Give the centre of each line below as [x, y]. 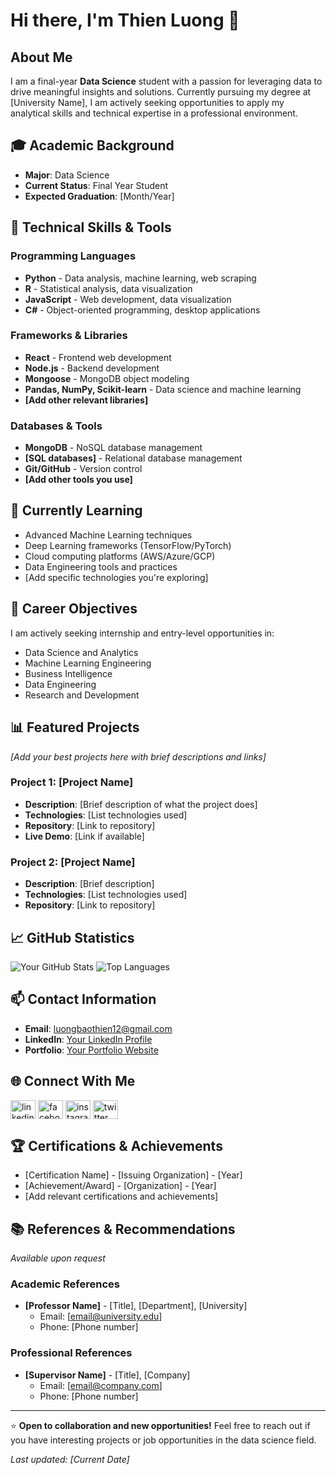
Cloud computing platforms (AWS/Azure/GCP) [120, 556]
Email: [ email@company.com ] [101, 1385]
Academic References [65, 1284]
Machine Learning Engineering [88, 663]
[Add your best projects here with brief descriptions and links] [138, 756]
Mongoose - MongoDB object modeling [107, 378]
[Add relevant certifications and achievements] [121, 1196]
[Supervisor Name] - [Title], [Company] [107, 1375]
